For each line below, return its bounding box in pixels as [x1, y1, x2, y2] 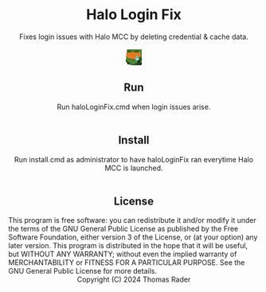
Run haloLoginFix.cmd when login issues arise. [57, 102, 211, 111]
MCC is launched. [104, 163, 163, 173]
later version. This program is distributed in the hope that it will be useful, [8, 241, 248, 251]
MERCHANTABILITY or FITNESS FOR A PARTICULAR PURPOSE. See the [8, 258, 245, 267]
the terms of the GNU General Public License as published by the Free [8, 224, 239, 234]
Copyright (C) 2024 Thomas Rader [76, 274, 191, 284]
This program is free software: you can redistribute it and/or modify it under [8, 216, 256, 225]
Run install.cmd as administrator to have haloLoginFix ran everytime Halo [14, 154, 253, 164]
